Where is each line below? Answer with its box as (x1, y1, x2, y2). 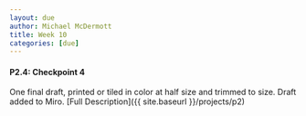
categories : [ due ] (9, 38, 79, 48)
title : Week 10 (9, 30, 68, 39)
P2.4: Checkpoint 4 (9, 66, 85, 77)
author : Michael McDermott (9, 22, 112, 31)
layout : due (9, 13, 55, 23)
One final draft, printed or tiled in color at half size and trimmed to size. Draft (9, 87, 297, 98)
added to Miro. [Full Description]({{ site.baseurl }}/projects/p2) (9, 96, 245, 107)
